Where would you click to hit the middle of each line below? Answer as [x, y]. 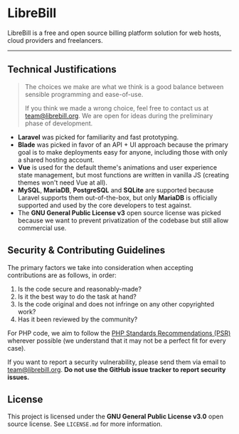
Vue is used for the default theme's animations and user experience [117, 167]
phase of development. [59, 123]
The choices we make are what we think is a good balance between [124, 86]
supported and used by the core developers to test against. [105, 205]
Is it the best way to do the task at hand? [77, 296]
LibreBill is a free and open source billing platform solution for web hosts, [115, 33]
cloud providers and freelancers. [55, 40]
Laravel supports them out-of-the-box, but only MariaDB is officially [117, 197]
